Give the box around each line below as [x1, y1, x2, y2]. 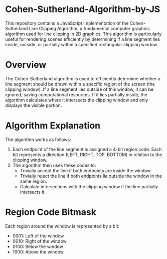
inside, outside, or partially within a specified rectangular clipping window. [5, 41, 158, 47]
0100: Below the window [12, 243, 64, 249]
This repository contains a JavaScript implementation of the [5, 20, 129, 26]
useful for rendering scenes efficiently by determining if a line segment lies [5, 36, 160, 42]
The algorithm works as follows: [5, 137, 71, 143]
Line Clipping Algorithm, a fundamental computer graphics [29, 25, 150, 31]
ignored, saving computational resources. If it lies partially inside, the [5, 91, 147, 97]
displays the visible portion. [5, 102, 62, 108]
